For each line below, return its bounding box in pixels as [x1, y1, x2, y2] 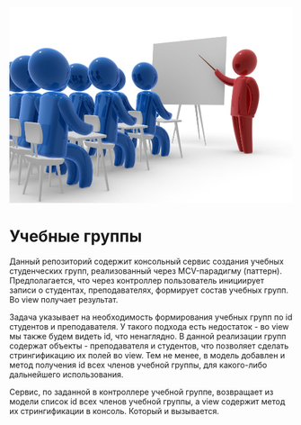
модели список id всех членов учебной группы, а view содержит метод [9, 396, 286, 407]
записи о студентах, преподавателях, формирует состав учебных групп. [9, 285, 289, 295]
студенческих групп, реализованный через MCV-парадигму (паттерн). [9, 266, 283, 276]
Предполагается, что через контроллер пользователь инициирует [9, 276, 265, 286]
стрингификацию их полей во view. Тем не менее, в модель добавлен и [9, 350, 286, 361]
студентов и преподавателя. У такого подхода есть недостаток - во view [9, 321, 289, 332]
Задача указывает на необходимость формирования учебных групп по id [9, 312, 293, 322]
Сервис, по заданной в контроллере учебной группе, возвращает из [9, 386, 274, 398]
